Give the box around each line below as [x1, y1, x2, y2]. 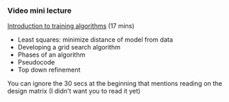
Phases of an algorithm [17, 50, 86, 59]
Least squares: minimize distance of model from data [17, 35, 174, 44]
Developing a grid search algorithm [17, 43, 121, 52]
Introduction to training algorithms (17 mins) [7, 22, 135, 30]
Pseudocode [17, 58, 55, 67]
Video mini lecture [7, 6, 72, 16]
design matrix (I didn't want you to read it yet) [7, 87, 140, 96]
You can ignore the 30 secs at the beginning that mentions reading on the [7, 79, 223, 88]
